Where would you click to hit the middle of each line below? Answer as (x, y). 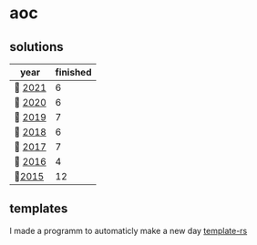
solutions (36, 47)
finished (73, 72)
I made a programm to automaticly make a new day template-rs (128, 230)
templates (39, 209)
